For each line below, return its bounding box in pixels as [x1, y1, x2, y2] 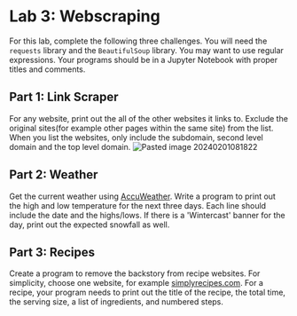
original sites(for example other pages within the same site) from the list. [9, 122, 274, 133]
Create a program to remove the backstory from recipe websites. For [9, 268, 261, 279]
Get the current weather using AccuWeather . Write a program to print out [9, 191, 277, 201]
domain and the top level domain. [9, 141, 131, 152]
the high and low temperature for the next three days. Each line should [9, 200, 267, 210]
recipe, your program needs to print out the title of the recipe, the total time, [9, 287, 286, 298]
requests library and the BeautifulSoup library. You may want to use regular [9, 44, 284, 55]
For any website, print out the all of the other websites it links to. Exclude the [9, 113, 288, 123]
